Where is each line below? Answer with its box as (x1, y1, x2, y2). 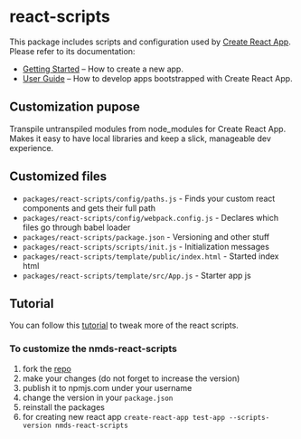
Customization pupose (9, 100, 140, 115)
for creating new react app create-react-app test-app (22, 411, 226, 422)
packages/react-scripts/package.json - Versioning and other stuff (22, 231, 270, 242)
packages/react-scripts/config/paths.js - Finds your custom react (22, 193, 276, 204)
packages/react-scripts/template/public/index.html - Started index (22, 251, 279, 262)
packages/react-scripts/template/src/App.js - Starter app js (22, 270, 251, 281)
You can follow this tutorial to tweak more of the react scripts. (9, 320, 240, 331)
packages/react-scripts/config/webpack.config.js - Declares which (22, 212, 279, 223)
